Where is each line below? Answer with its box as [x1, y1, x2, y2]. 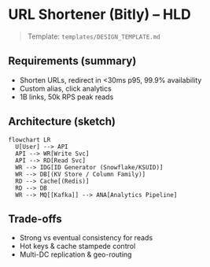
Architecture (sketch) [8, 115, 116, 128]
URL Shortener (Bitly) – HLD [8, 6, 191, 24]
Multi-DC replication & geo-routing [19, 250, 132, 259]
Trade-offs [8, 212, 62, 225]
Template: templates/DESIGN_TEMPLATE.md [27, 32, 161, 41]
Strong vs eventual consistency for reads [19, 233, 153, 243]
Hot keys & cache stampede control [19, 242, 136, 251]
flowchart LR [8, 135, 51, 143]
